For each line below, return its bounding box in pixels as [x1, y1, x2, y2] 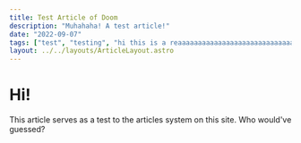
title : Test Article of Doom [9, 13, 118, 22]
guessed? [9, 124, 46, 135]
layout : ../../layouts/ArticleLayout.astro [9, 46, 175, 55]
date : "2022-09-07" [9, 29, 82, 38]
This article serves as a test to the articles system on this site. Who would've [9, 114, 292, 125]
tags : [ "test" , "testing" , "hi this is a [9, 38, 167, 47]
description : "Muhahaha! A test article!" [9, 21, 170, 30]
